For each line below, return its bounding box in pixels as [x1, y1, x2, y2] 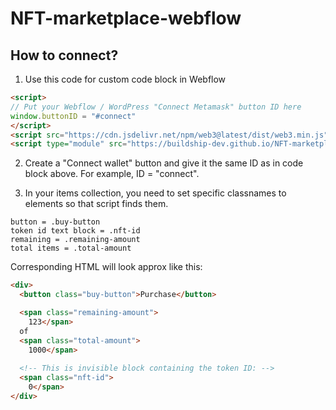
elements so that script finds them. [24, 198, 169, 210]
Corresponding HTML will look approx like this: [10, 261, 203, 273]
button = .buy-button [10, 217, 101, 227]
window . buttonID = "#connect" [10, 111, 137, 121]
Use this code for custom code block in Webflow [24, 73, 227, 85]
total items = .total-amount [10, 243, 132, 254]
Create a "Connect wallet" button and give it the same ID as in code [24, 157, 304, 169]
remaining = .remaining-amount [10, 235, 141, 245]
